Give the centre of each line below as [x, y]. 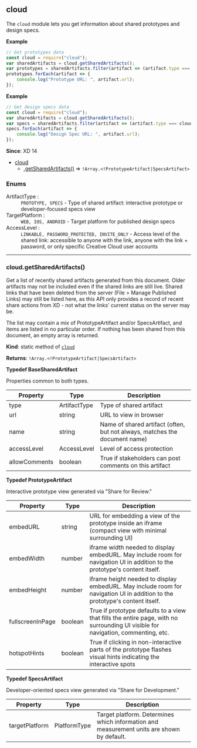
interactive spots [113, 664]
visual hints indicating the [124, 656]
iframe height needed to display [133, 579]
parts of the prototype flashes [130, 649]
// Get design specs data [38, 107]
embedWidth [27, 558]
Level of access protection [136, 448]
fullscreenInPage [32, 621]
